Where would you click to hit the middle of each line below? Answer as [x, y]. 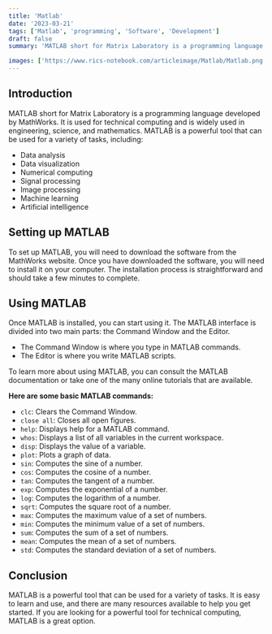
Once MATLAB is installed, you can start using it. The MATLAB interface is [132, 323]
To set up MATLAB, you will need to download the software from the [123, 252]
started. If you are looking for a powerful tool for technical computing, [125, 612]
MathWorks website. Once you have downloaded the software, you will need [136, 260]
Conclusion [38, 575]
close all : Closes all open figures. [78, 420]
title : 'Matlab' [36, 16]
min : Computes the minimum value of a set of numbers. [112, 524]
